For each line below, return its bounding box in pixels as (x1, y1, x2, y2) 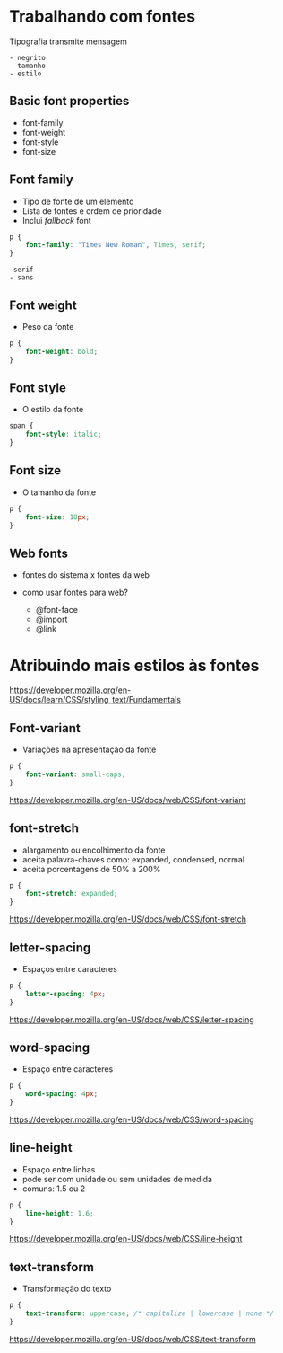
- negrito (9, 53, 47, 62)
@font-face (35, 605, 79, 615)
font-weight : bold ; (25, 347, 99, 356)
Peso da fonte (21, 322, 74, 332)
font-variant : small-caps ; (25, 770, 126, 779)
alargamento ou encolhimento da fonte (21, 845, 166, 855)
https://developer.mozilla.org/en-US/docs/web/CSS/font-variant (9, 794, 246, 805)
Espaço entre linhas (21, 1163, 96, 1174)
